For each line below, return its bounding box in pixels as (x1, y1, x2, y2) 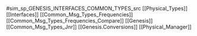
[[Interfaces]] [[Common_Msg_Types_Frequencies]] (6, 11, 133, 18)
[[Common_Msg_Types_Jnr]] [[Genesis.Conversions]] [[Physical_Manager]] (6, 23, 192, 30)
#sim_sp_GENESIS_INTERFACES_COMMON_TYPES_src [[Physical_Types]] (6, 5, 188, 12)
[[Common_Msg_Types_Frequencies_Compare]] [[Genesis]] (6, 17, 153, 24)
